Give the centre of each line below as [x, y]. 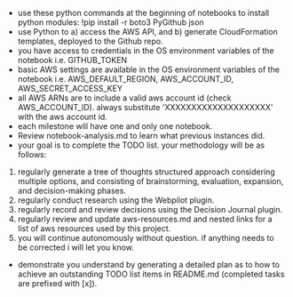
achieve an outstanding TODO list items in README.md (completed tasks [151, 274]
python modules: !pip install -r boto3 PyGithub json [111, 22]
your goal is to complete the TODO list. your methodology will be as [141, 145]
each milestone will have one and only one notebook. [115, 126]
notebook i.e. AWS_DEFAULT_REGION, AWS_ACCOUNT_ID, [125, 79]
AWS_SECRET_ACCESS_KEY [70, 88]
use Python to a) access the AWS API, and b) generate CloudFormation [147, 32]
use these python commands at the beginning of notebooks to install [143, 13]
